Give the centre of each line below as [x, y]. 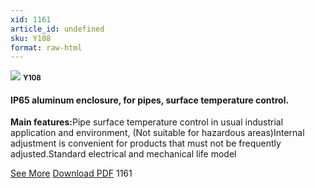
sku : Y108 [31, 38]
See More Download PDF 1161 [71, 173]
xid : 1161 [31, 19]
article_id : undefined [57, 29]
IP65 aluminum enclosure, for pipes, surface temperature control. [150, 100]
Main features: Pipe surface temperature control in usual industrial [147, 122]
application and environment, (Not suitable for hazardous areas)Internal [157, 133]
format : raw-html [46, 47]
